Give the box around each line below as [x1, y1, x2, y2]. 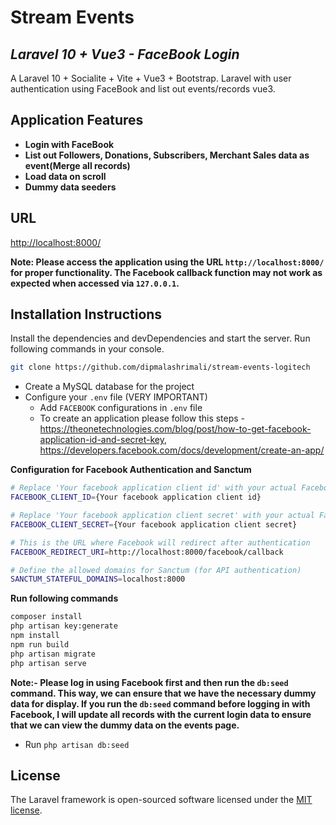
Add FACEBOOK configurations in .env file [39, 402, 203, 414]
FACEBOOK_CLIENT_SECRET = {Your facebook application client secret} [10, 519, 298, 530]
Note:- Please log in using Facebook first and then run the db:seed [10, 676, 289, 688]
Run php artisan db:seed [24, 738, 130, 750]
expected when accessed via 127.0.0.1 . [10, 277, 180, 289]
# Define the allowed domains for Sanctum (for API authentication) [10, 565, 302, 575]
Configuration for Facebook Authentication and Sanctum [10, 464, 252, 476]
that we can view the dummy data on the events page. [10, 719, 240, 731]
